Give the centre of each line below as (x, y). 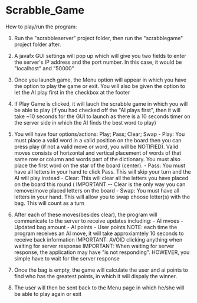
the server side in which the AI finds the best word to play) (85, 122)
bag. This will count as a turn (49, 203)
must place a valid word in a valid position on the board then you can (98, 140)
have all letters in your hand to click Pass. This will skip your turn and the (102, 171)
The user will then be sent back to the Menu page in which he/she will (99, 288)
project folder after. (37, 44)
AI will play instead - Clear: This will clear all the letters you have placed (101, 178)
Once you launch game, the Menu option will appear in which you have (100, 80)
